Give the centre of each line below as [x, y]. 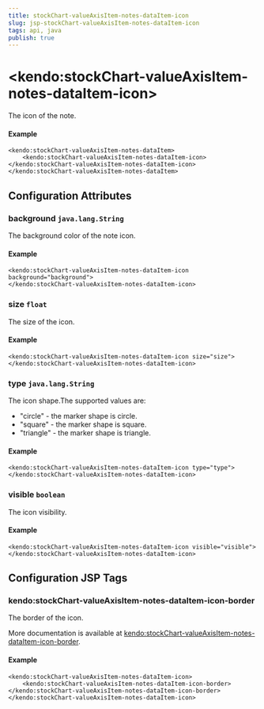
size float [28, 305]
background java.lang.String [66, 218]
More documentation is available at [65, 633]
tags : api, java [35, 30]
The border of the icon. [46, 618]
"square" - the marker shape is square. [83, 424]
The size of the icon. [41, 321]
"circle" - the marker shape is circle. [78, 416]
